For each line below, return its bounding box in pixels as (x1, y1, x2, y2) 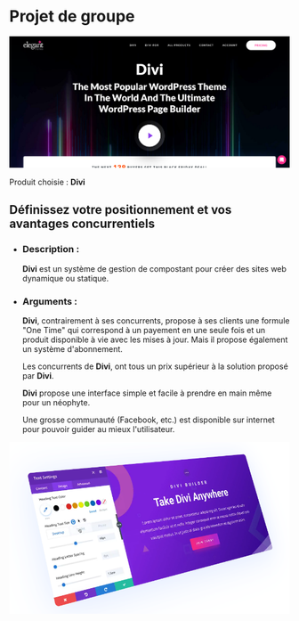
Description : (21, 243, 80, 256)
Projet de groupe (9, 6, 135, 27)
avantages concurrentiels (9, 217, 156, 232)
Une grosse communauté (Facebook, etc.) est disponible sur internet (21, 414, 276, 425)
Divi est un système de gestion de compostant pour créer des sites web (21, 263, 287, 274)
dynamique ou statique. (21, 273, 109, 283)
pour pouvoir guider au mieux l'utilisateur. (21, 423, 175, 434)
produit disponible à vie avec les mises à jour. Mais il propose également (21, 334, 288, 345)
